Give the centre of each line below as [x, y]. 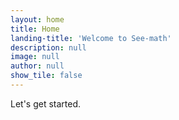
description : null [48, 47]
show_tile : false [46, 76]
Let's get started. [46, 103]
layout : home [37, 19]
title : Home [35, 29]
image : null [35, 57]
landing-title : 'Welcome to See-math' [91, 38]
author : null [37, 66]
